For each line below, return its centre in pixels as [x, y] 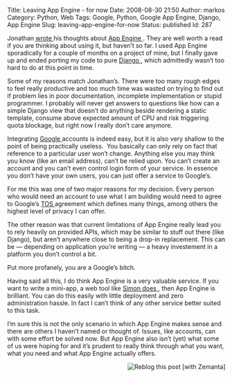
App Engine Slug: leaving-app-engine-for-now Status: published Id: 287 [110, 25]
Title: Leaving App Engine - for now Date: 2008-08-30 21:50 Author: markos [116, 10]
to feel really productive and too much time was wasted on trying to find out [115, 88]
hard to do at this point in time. [51, 68]
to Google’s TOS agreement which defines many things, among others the [113, 204]
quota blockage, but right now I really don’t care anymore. [90, 125]
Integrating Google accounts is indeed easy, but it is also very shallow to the [116, 139]
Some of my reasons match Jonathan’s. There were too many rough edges [114, 81]
